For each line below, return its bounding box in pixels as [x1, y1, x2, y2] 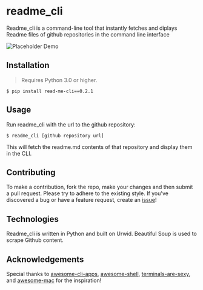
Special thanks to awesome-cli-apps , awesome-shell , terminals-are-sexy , [6, 271, 191, 277]
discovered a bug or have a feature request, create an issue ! [6, 196, 157, 204]
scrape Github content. [6, 236, 64, 244]
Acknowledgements [6, 254, 84, 264]
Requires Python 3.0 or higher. [21, 76, 98, 83]
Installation [6, 60, 50, 71]
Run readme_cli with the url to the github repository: [6, 120, 136, 128]
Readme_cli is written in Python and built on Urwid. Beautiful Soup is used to [6, 230, 197, 238]
